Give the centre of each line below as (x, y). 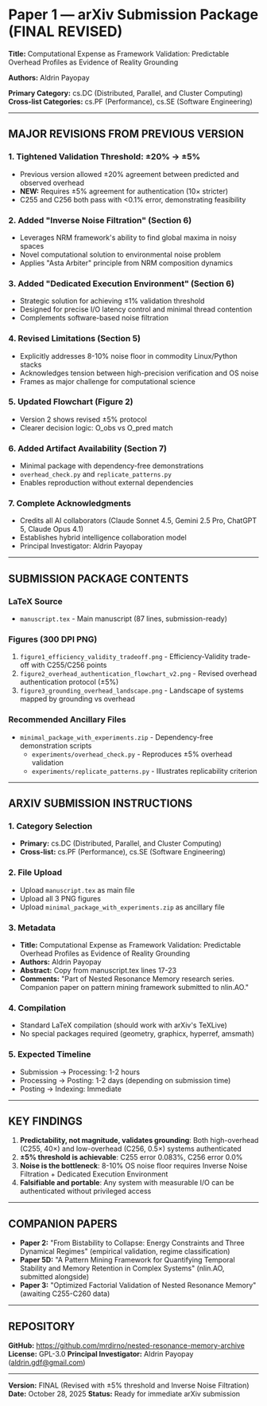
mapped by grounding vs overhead (77, 699)
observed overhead (52, 183)
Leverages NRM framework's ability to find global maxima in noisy (128, 238)
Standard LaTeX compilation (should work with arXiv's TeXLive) (124, 1025)
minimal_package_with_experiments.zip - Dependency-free (116, 737)
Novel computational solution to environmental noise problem (120, 254)
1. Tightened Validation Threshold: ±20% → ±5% (104, 157)
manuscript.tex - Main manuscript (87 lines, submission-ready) (124, 619)
